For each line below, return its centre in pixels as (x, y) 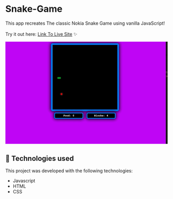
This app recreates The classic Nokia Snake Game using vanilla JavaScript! (85, 23)
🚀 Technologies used (40, 158)
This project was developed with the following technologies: (69, 171)
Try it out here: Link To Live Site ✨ (41, 34)
